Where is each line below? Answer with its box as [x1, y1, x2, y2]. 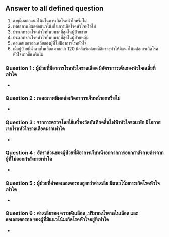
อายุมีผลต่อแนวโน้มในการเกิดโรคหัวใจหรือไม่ [12, 17, 87, 23]
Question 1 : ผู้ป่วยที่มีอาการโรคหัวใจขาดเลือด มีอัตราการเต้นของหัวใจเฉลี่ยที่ [5, 64, 156, 71]
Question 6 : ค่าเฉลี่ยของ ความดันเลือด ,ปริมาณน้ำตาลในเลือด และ [5, 210, 138, 217]
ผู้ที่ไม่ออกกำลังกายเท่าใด [5, 155, 52, 162]
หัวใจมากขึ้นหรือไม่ [12, 51, 44, 57]
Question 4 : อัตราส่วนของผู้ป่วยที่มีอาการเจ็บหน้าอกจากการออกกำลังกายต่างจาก [5, 149, 164, 156]
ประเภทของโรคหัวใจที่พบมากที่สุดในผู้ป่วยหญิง [12, 34, 89, 40]
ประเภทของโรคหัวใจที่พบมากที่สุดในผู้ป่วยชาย [12, 29, 87, 35]
